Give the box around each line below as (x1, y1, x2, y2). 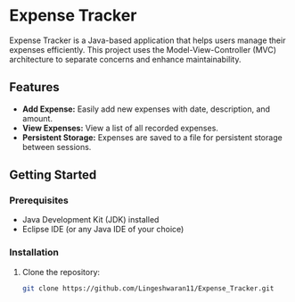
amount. (21, 113, 53, 123)
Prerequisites (9, 194, 69, 206)
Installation (9, 247, 60, 259)
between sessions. (21, 141, 92, 152)
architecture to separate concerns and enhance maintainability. (9, 54, 242, 64)
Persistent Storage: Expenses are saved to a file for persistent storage (21, 131, 283, 143)
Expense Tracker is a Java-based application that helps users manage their (9, 35, 286, 46)
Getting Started (9, 167, 97, 183)
